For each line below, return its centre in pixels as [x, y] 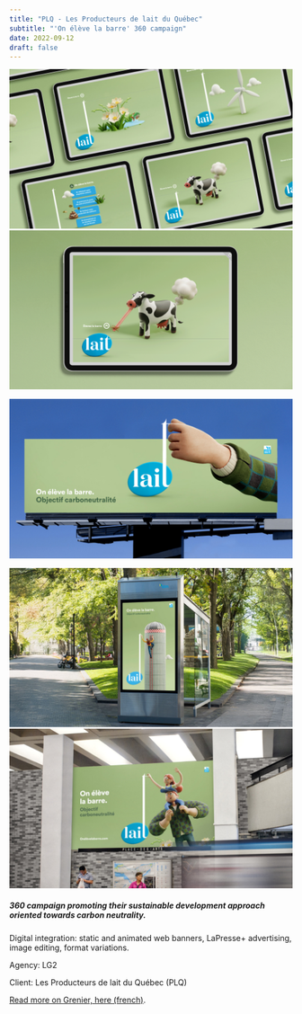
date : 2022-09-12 [42, 38]
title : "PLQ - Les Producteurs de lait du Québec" [106, 19]
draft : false [34, 48]
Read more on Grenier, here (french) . [78, 1000]
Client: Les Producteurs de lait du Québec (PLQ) [98, 982]
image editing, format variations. [69, 947]
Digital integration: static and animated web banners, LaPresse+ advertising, [151, 938]
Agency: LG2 [33, 965]
